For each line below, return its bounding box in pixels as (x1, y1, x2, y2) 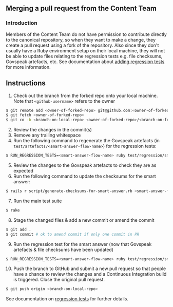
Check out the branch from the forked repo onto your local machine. (13, 92, 158, 99)
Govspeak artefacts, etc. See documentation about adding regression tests (6, 59, 165, 65)
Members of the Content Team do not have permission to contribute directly (6, 31, 167, 37)
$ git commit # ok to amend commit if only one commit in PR (6, 232, 140, 237)
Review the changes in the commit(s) (13, 127, 92, 133)
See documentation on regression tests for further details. (6, 296, 129, 302)
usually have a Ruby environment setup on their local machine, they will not (6, 47, 165, 53)
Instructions (6, 79, 46, 88)
